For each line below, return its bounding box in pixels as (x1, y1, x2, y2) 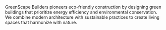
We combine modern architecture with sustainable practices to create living (5, 15, 160, 20)
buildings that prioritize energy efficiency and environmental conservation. (5, 9, 158, 15)
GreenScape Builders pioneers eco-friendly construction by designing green (5, 4, 162, 10)
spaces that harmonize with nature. (5, 19, 78, 25)
